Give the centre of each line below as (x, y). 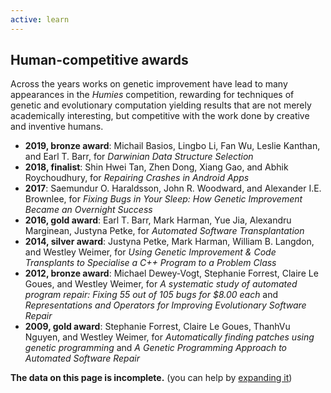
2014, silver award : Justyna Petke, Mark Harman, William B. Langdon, (169, 242)
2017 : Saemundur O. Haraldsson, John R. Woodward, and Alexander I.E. (173, 188)
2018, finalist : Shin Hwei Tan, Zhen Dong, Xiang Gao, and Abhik (156, 167)
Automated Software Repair (82, 358)
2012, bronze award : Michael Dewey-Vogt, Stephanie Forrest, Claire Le (171, 273)
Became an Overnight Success (88, 210)
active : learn (40, 19)
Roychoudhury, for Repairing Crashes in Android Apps (137, 178)
